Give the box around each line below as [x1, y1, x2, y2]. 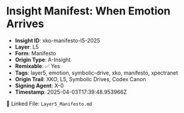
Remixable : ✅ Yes [14, 62, 60, 70]
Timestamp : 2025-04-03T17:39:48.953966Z [14, 88, 127, 96]
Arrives [6, 17, 44, 31]
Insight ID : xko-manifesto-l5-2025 [14, 37, 100, 44]
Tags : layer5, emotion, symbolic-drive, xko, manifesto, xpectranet [14, 69, 179, 76]
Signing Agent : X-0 [14, 82, 64, 89]
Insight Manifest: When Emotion [6, 4, 171, 18]
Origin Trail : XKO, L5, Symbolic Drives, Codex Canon [14, 75, 146, 82]
